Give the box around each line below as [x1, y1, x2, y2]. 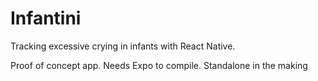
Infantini [10, 7, 82, 30]
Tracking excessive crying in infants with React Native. [10, 40, 236, 52]
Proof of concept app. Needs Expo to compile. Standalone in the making [10, 59, 308, 71]
